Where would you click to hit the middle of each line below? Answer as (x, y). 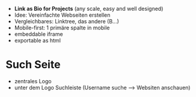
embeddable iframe (39, 34)
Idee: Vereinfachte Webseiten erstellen (62, 15)
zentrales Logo (33, 81)
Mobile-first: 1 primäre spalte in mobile (62, 28)
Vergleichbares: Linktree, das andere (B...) (67, 21)
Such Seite (33, 65)
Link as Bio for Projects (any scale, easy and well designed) (89, 9)
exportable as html (38, 40)
